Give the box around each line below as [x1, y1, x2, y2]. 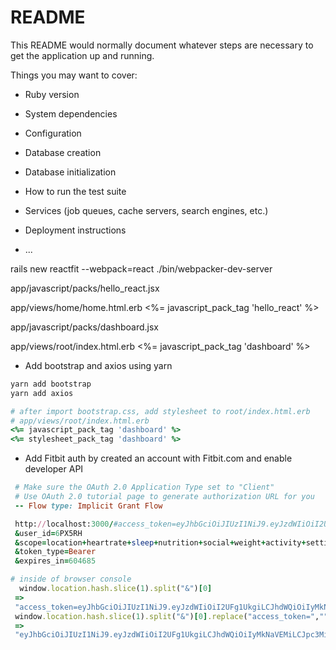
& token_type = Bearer [14, 547, 97, 557]
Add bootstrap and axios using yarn [24, 359, 173, 371]
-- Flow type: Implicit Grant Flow [14, 501, 163, 511]
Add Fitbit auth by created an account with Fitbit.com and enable [24, 452, 293, 465]
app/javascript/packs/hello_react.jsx [10, 282, 160, 294]
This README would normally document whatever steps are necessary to [10, 39, 314, 51]
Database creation [24, 146, 102, 158]
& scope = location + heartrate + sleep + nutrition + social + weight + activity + [14, 537, 307, 548]
